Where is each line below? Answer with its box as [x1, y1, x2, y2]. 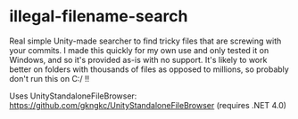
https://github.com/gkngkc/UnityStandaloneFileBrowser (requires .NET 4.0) [9, 99, 287, 110]
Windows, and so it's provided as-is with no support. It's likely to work [9, 54, 268, 65]
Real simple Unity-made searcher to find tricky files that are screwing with [9, 36, 282, 46]
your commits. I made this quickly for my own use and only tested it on [9, 44, 269, 55]
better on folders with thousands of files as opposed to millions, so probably [9, 64, 290, 75]
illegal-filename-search [9, 6, 188, 27]
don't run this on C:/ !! [9, 73, 90, 83]
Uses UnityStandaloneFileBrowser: [9, 91, 137, 101]
